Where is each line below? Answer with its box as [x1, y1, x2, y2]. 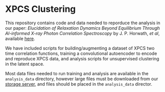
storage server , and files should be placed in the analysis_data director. [5, 81, 153, 87]
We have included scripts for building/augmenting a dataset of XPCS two [5, 45, 155, 51]
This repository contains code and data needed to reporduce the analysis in [5, 20, 161, 26]
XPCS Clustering [5, 3, 76, 15]
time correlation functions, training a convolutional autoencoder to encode [5, 50, 158, 56]
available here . [5, 36, 35, 42]
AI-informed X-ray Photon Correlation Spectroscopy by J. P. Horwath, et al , [5, 30, 160, 36]
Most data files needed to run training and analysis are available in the [5, 70, 149, 76]
